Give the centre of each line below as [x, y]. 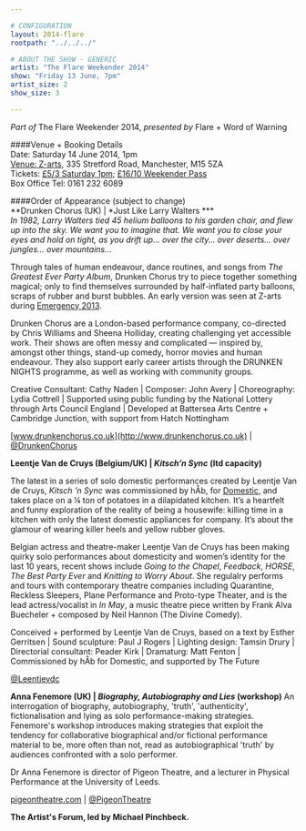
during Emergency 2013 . [56, 305]
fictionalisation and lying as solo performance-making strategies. [132, 715]
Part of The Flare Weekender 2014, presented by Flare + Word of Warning [149, 127]
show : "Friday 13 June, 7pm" [66, 76]
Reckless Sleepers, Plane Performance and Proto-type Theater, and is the [149, 595]
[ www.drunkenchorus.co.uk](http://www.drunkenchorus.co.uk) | [132, 436]
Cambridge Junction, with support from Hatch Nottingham [120, 418]
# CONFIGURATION [41, 25]
